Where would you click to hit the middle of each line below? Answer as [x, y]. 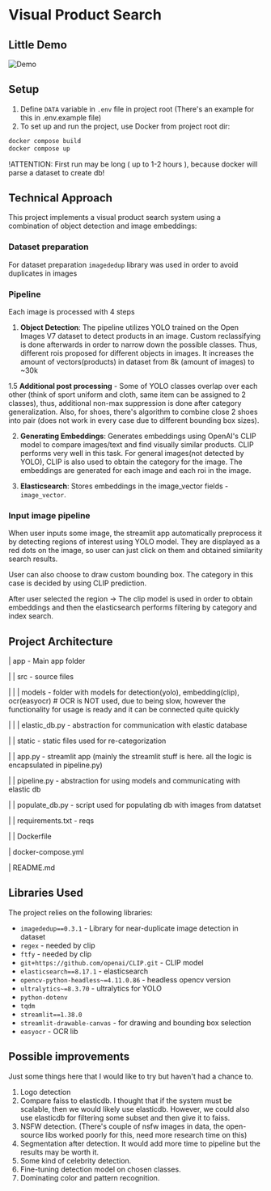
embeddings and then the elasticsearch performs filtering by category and [133, 607]
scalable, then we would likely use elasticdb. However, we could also [135, 1109]
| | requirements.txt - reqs [51, 821]
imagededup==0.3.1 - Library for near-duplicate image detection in [129, 928]
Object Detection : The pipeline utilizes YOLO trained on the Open [129, 327]
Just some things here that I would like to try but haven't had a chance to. [131, 1076]
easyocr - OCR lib [49, 1031]
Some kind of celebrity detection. [76, 1160]
